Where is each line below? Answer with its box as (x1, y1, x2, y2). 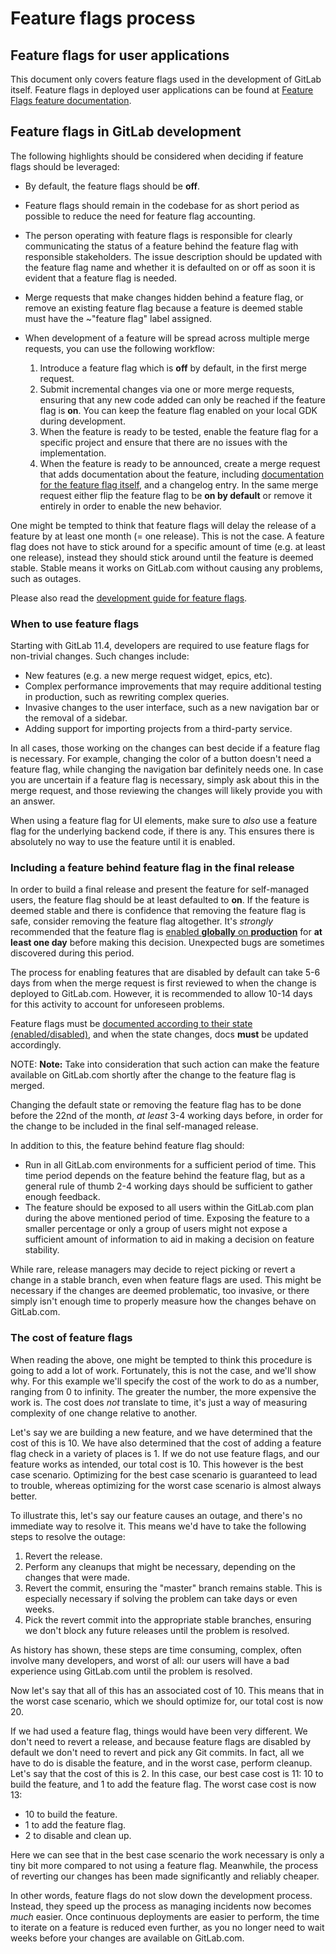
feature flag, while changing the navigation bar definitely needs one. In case (10, 763, 324, 776)
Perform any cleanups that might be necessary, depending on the (24, 1560, 296, 1572)
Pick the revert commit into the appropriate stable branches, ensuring (24, 1613, 312, 1626)
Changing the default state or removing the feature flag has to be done (10, 1099, 302, 1111)
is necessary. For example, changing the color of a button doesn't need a (10, 753, 312, 765)
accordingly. (10, 1039, 62, 1051)
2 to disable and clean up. (24, 1829, 132, 1841)
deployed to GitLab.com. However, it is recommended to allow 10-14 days (10, 988, 313, 1000)
